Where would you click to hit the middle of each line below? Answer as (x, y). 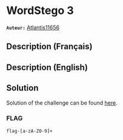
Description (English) (47, 67)
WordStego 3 (40, 11)
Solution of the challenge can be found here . (62, 103)
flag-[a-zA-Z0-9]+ (29, 131)
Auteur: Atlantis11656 (33, 27)
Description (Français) (49, 47)
